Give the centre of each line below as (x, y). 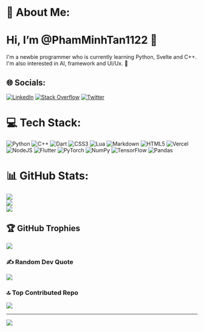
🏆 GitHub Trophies (43, 229)
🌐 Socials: (26, 82)
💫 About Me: (38, 12)
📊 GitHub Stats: (48, 176)
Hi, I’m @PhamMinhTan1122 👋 (82, 40)
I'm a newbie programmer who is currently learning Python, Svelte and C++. (102, 57)
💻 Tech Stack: (44, 123)
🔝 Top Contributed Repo (42, 293)
